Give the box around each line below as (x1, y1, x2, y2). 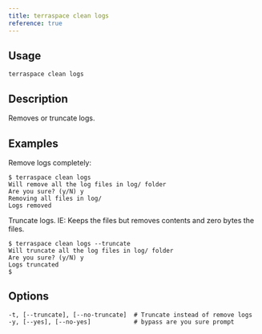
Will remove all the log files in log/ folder (8, 180, 167, 189)
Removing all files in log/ (8, 194, 103, 202)
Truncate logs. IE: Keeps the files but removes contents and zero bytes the (8, 215, 255, 225)
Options (8, 290, 50, 303)
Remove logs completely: (8, 157, 92, 167)
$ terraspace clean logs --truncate (8, 239, 131, 247)
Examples (8, 136, 58, 150)
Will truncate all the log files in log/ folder (8, 246, 174, 255)
